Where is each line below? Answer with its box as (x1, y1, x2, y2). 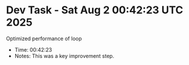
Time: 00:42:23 (14, 46, 53, 53)
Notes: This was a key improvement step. (14, 52, 115, 59)
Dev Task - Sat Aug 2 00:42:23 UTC (6, 3, 183, 17)
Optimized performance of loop (6, 35, 82, 42)
